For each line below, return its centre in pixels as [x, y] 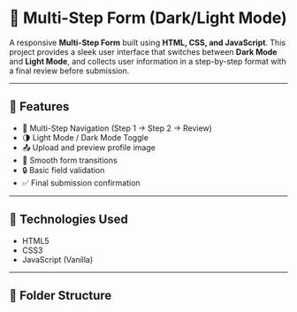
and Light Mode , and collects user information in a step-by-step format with [148, 61]
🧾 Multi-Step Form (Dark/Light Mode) [148, 18]
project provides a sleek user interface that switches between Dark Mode [143, 51]
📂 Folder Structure [61, 295]
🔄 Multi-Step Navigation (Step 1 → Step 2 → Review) [117, 128]
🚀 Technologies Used [69, 220]
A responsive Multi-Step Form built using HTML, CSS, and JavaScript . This [147, 42]
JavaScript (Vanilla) [57, 259]
